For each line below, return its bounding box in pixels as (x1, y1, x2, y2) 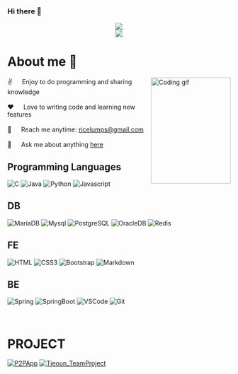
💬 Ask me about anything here (7, 141, 104, 149)
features (7, 110, 32, 119)
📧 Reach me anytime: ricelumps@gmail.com (7, 125, 144, 134)
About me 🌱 (7, 54, 78, 70)
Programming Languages (7, 160, 122, 173)
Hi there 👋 (7, 6, 42, 16)
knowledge (7, 88, 40, 96)
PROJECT (7, 336, 66, 352)
